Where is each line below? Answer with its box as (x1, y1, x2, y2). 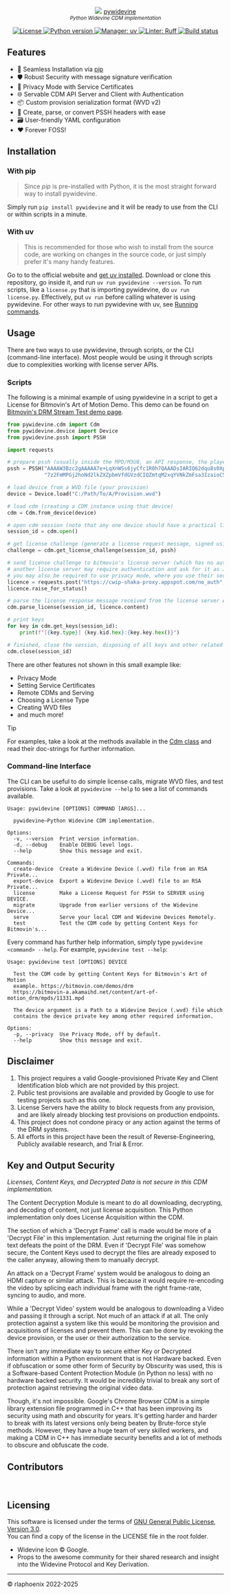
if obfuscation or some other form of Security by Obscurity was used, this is (7, 1361, 223, 1370)
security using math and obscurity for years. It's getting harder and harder (7, 1412, 218, 1420)
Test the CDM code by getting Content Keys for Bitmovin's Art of (13, 970, 208, 978)
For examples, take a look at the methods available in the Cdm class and (7, 737, 212, 745)
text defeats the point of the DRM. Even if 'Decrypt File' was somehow (7, 1241, 206, 1250)
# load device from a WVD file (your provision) (7, 484, 149, 491)
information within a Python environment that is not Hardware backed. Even (7, 1355, 221, 1363)
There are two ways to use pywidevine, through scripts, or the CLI (7, 345, 195, 354)
